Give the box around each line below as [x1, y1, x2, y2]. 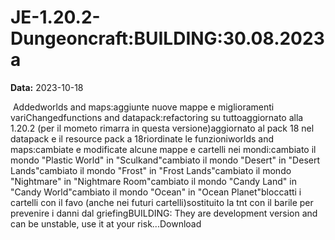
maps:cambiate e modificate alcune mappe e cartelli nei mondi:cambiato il [10, 143, 317, 155]
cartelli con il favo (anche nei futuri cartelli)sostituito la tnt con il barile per [10, 196, 314, 208]
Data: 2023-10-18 [10, 81, 84, 93]
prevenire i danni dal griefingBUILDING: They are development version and [10, 207, 318, 219]
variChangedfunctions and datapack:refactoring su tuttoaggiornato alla [10, 111, 304, 123]
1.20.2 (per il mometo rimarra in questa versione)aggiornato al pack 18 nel [10, 122, 315, 134]
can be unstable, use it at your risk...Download [10, 217, 202, 230]
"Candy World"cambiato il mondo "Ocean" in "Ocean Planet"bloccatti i [10, 186, 302, 198]
